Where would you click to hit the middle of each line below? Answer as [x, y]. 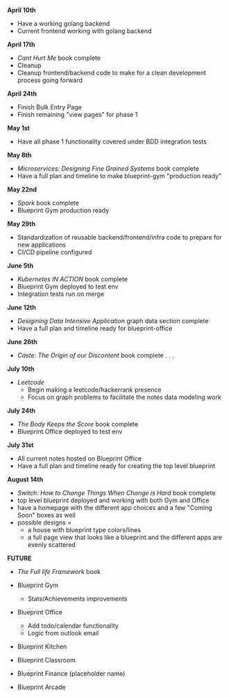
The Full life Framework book [59, 572]
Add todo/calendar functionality [73, 626]
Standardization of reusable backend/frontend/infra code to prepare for [119, 237]
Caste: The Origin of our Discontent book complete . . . [96, 355]
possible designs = [44, 522]
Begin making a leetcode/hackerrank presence [94, 390]
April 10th [22, 10]
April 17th [21, 44]
